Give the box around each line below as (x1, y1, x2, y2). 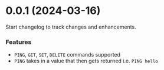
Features (5, 38, 32, 46)
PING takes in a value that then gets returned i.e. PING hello (14, 57, 159, 65)
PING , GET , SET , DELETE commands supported (14, 51, 121, 58)
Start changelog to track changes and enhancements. (5, 23, 136, 30)
